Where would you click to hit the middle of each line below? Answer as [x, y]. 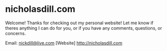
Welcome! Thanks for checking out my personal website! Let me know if [79, 23]
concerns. [16, 33]
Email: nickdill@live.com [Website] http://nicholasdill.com [64, 43]
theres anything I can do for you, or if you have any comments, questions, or [83, 28]
